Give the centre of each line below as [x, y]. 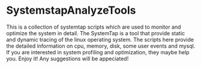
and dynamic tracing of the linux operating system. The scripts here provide [100, 39]
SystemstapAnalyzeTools [71, 10]
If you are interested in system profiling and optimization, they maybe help [98, 52]
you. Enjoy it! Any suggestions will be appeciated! [67, 58]
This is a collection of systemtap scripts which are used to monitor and [94, 27]
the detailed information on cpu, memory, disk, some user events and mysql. [101, 46]
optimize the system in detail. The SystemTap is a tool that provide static [96, 33]
